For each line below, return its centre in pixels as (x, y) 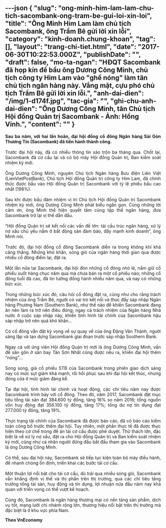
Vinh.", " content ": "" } (40, 124)
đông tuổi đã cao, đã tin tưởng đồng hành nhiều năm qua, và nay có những (83, 278)
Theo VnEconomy (24, 520)
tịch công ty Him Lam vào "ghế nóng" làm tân (77, 78)
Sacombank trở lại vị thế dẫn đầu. (39, 215)
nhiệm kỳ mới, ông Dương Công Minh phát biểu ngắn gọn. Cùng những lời (83, 205)
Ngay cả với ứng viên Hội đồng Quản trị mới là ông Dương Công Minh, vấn (83, 347)
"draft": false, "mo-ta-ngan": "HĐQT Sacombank (83, 62)
